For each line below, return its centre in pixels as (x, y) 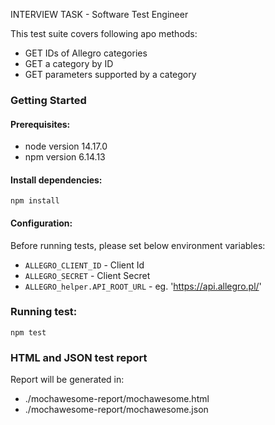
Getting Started (48, 100)
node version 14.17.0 (66, 146)
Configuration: (41, 223)
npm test (28, 332)
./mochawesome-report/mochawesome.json (116, 410)
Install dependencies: (56, 180)
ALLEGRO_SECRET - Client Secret (87, 275)
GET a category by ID (69, 63)
